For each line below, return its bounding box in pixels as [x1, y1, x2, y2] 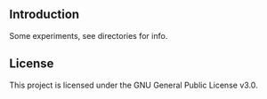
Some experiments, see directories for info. [9, 30, 168, 41]
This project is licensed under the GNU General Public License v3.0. [9, 80, 258, 90]
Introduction [9, 7, 80, 22]
